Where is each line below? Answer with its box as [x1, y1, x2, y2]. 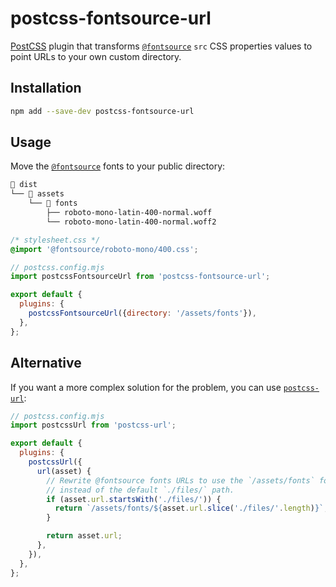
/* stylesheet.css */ [10, 235, 101, 245]
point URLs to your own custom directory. [10, 50, 182, 62]
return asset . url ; [46, 531, 123, 541]
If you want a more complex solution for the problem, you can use [10, 381, 282, 393]
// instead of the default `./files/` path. [46, 485, 235, 495]
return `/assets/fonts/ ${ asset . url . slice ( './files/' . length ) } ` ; [54, 503, 329, 514]
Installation [10, 80, 82, 97]
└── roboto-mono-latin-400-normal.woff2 [46, 217, 217, 227]
